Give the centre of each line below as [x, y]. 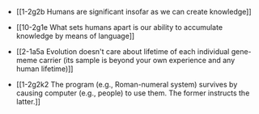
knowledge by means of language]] [75, 36]
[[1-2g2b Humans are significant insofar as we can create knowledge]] [134, 12]
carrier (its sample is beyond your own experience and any [137, 60]
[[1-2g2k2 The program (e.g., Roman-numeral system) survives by [127, 84]
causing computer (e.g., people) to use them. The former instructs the [133, 93]
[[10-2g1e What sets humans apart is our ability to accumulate [119, 27]
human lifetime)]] [45, 69]
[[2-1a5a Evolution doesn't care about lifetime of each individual [123, 51]
